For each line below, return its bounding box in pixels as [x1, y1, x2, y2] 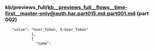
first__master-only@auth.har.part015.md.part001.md [5, 10, 136, 17]
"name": [36, 41, 51, 46]
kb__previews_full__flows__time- [47, 4, 128, 11]
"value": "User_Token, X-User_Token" [11, 27, 89, 32]
